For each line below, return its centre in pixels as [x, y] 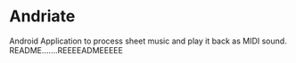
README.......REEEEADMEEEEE [66, 50]
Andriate [42, 16]
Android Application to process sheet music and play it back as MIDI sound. [148, 41]
